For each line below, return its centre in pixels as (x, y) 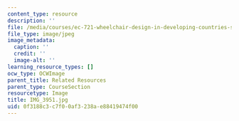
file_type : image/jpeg (41, 34)
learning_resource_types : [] (51, 67)
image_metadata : (31, 41)
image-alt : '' (34, 60)
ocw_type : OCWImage (36, 73)
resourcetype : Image (38, 93)
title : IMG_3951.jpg (38, 100)
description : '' (31, 21)
